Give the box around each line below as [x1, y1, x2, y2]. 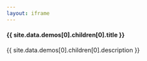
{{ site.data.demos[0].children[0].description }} [6, 45, 140, 54]
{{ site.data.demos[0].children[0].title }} [6, 31, 125, 39]
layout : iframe [6, 9, 50, 17]
